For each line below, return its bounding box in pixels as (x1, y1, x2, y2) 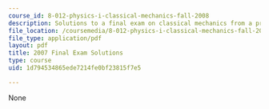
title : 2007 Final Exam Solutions (8, 49, 124, 57)
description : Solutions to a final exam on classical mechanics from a (8, 19, 252, 27)
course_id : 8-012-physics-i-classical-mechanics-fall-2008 (8, 11, 210, 20)
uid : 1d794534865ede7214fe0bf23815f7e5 (8, 64, 142, 72)
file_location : (8, 26, 59, 34)
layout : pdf (8, 42, 48, 50)
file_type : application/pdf (8, 34, 102, 42)
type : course (8, 57, 52, 65)
